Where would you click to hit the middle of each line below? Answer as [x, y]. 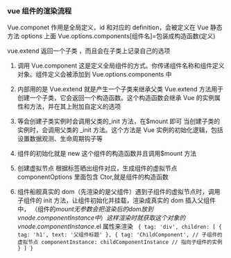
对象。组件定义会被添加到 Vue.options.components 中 [94, 74]
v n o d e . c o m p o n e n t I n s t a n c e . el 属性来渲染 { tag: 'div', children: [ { [119, 227]
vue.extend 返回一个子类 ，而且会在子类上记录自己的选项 [89, 51]
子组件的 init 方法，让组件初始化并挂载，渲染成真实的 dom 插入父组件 [117, 200]
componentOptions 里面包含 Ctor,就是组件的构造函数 [93, 177]
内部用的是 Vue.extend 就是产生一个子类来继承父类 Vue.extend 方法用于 [120, 89]
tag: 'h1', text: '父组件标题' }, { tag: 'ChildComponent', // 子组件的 [120, 235]
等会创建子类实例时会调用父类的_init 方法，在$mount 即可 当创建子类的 [119, 121]
